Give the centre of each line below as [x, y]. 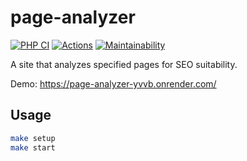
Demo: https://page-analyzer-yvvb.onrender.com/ [113, 83]
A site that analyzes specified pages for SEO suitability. [124, 64]
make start [33, 147]
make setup [33, 138]
